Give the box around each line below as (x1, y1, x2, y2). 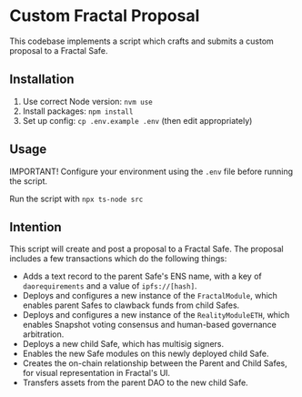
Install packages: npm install (22, 106, 134, 117)
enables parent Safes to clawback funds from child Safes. (22, 300, 240, 310)
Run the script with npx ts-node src (9, 193, 144, 204)
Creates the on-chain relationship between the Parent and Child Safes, (22, 358, 288, 369)
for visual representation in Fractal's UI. (22, 368, 171, 379)
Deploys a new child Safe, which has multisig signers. (22, 339, 225, 350)
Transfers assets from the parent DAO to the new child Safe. (22, 377, 248, 388)
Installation (9, 72, 75, 87)
